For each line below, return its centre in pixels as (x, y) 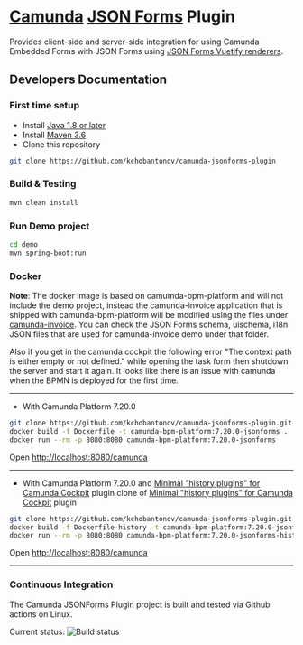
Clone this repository (61, 144)
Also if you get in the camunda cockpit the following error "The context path (151, 352)
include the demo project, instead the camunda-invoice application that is (146, 305)
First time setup (45, 106)
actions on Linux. (41, 614)
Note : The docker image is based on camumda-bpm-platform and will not (147, 296)
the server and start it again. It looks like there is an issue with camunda (142, 371)
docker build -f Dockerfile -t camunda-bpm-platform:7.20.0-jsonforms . (149, 431)
